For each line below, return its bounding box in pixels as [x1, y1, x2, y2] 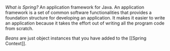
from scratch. [5, 25, 34, 31]
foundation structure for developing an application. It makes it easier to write [5, 15, 165, 20]
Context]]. [5, 40, 26, 46]
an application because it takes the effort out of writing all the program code [5, 20, 165, 26]
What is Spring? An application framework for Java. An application [5, 4, 145, 10]
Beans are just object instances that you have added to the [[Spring [5, 35, 147, 41]
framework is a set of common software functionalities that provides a [5, 9, 152, 15]
